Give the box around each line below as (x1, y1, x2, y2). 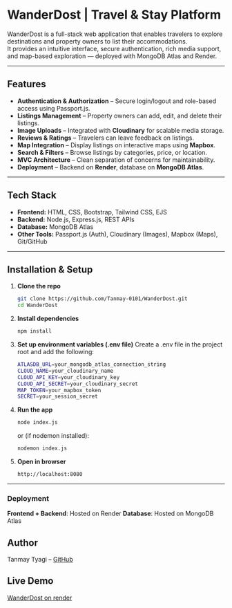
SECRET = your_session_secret (17, 393, 98, 400)
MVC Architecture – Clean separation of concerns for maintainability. (17, 156, 215, 164)
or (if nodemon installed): (17, 432, 90, 440)
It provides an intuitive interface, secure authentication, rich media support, (7, 44, 222, 53)
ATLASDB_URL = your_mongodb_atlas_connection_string (17, 361, 166, 368)
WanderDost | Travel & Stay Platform (7, 7, 222, 23)
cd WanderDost (17, 302, 58, 309)
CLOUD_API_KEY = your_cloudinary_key (17, 374, 120, 380)
